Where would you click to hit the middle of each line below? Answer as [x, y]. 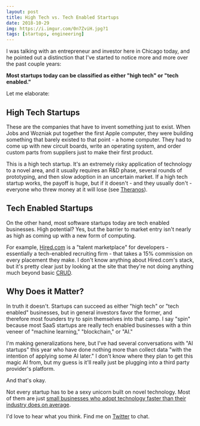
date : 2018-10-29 [28, 23]
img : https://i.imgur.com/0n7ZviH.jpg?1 [57, 28]
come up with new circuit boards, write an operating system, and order [94, 146]
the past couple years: [34, 64]
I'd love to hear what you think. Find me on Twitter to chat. [78, 416]
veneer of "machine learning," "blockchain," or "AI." [69, 331]
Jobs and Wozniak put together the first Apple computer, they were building [100, 133]
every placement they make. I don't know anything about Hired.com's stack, [100, 260]
